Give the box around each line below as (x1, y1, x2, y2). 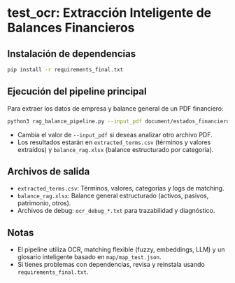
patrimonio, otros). (17, 199, 71, 207)
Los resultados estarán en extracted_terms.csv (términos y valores (17, 138, 211, 146)
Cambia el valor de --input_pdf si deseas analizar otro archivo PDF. (17, 130, 213, 139)
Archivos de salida (7, 165, 90, 177)
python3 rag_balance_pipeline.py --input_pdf (7, 118, 142, 125)
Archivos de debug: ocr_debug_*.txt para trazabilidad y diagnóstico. (17, 207, 215, 215)
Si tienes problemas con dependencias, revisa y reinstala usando (17, 261, 205, 269)
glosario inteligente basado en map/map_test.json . (17, 253, 162, 261)
